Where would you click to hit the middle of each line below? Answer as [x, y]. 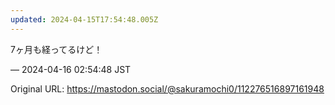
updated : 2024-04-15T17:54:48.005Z [84, 19]
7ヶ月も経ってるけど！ [56, 49]
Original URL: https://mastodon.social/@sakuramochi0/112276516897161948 [167, 88]
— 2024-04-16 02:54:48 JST [71, 69]
